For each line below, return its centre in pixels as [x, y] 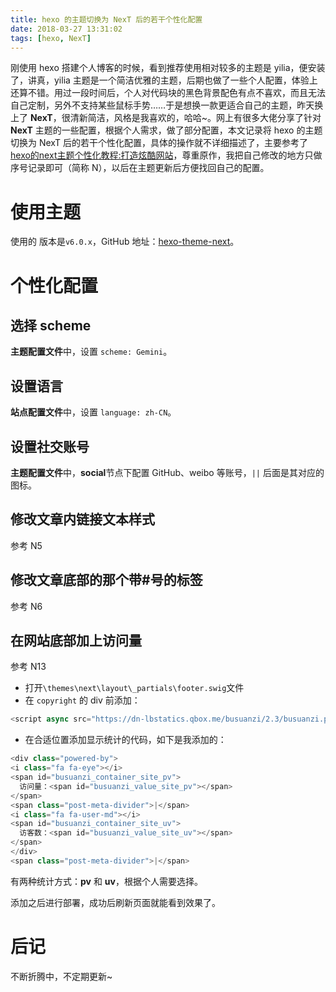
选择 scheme [51, 325]
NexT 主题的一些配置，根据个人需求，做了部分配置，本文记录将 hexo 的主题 [166, 130]
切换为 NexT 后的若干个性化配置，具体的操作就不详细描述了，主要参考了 [159, 143]
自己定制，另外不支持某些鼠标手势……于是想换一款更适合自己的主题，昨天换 [167, 105]
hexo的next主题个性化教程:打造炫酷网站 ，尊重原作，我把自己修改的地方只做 [166, 155]
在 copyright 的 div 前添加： [82, 700]
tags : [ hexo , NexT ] [51, 38]
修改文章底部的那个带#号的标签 [106, 580]
